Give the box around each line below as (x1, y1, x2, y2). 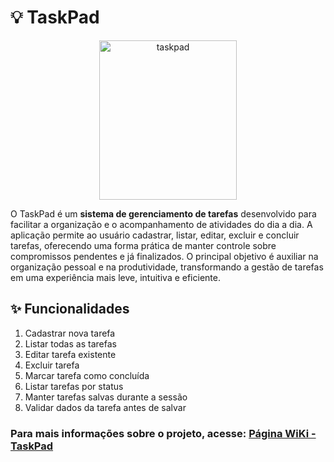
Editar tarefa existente (24, 348, 117, 360)
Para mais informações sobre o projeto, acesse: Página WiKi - (10, 426, 317, 440)
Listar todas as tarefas (24, 337, 117, 350)
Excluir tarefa (24, 359, 80, 371)
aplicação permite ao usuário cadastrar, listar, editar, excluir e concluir (10, 229, 300, 241)
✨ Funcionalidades (10, 301, 130, 318)
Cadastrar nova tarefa (24, 327, 116, 339)
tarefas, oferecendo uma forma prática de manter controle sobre (10, 239, 277, 251)
